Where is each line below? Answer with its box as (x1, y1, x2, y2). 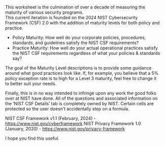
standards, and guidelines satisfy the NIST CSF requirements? (12, 40, 139, 46)
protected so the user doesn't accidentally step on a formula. (5, 106, 129, 112)
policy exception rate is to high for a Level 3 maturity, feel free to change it (5, 76, 157, 81)
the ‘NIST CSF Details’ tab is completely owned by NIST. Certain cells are (5, 101, 154, 106)
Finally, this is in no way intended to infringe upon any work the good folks (5, 90, 157, 96)
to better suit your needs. (5, 81, 57, 87)
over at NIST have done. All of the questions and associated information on (5, 95, 158, 101)
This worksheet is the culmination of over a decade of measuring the (5, 4, 146, 10)
